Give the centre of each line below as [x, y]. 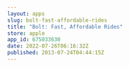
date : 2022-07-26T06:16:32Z [48, 46]
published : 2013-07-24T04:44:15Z [56, 53]
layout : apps [26, 14]
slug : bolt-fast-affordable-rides [58, 20]
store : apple [26, 33]
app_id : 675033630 [34, 40]
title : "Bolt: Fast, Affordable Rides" [65, 27]
